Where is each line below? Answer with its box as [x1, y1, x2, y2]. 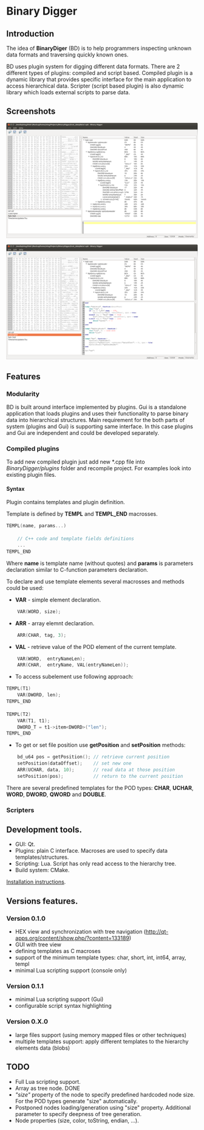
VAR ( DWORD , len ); [17, 692, 61, 698]
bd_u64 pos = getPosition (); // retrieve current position [17, 754, 170, 760]
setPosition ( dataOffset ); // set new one [17, 760, 132, 767]
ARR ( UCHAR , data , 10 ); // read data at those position [17, 767, 175, 773]
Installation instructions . [6, 878, 66, 886]
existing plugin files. [6, 471, 56, 479]
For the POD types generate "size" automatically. [15, 1097, 138, 1104]
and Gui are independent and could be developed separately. [6, 429, 160, 436]
